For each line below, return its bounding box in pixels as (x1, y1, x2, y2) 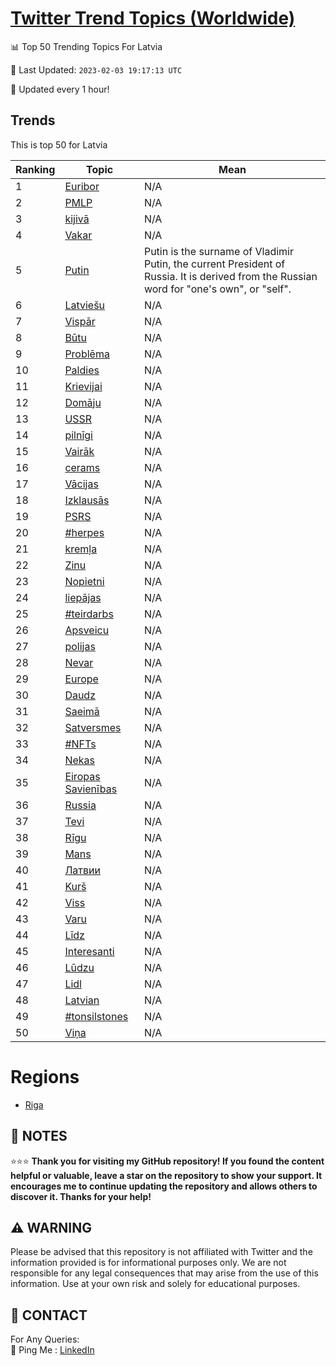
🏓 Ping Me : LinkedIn (10, 1344, 95, 1356)
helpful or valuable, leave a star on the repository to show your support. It (10, 1169, 323, 1181)
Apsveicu (64, 623, 110, 637)
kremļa (64, 542, 98, 556)
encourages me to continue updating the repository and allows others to (10, 1180, 318, 1192)
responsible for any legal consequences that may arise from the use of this (10, 1267, 319, 1279)
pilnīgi (64, 428, 93, 442)
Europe (64, 672, 99, 686)
